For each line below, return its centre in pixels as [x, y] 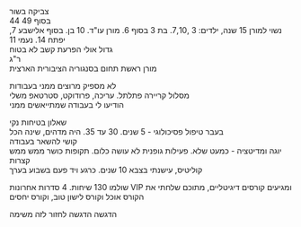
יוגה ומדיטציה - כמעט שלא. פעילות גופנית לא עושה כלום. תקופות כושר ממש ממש [146, 151]
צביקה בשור [29, 11]
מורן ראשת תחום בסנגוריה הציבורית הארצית [83, 68]
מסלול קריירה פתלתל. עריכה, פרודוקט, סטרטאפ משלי [100, 95]
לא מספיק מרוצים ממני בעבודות [63, 86]
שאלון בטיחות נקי [38, 122]
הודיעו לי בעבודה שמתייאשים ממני [66, 105]
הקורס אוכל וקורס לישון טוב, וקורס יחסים [77, 196]
